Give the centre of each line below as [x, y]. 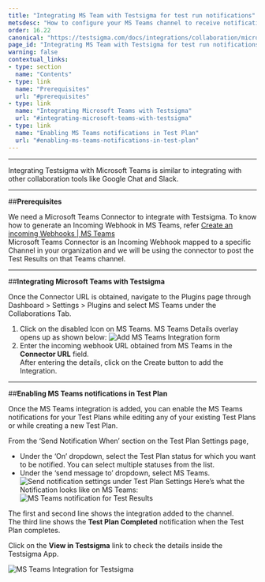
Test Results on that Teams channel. [67, 258]
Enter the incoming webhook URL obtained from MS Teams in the [126, 345]
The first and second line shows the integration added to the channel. [121, 513]
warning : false [33, 52]
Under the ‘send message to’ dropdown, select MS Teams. [115, 473]
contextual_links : [38, 60]
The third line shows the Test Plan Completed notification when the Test [126, 521]
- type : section [35, 67]
